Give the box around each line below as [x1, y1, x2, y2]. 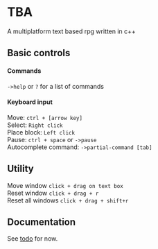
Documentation [7, 216, 76, 227]
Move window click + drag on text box [7, 181, 123, 189]
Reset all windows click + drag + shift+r [7, 196, 129, 205]
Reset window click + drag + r [7, 189, 99, 197]
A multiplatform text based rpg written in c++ [7, 27, 137, 35]
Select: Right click [7, 121, 63, 129]
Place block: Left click [7, 128, 75, 136]
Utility [7, 163, 34, 175]
